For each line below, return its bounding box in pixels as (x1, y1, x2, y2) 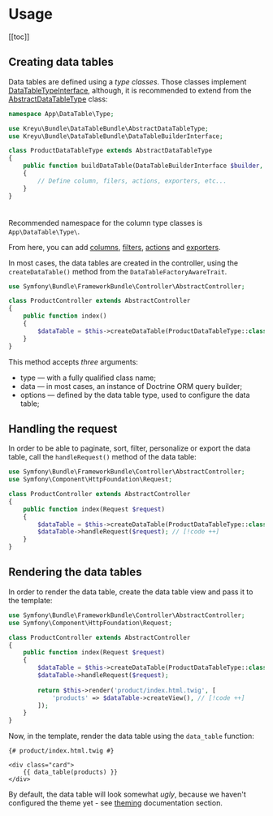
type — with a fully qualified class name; (19, 373, 157, 382)
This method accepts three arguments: (8, 356, 138, 366)
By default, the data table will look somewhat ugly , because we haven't (8, 789, 246, 800)
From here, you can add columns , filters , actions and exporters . (8, 242, 221, 252)
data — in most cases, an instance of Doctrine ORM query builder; (19, 381, 242, 391)
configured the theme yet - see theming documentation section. (8, 798, 223, 808)
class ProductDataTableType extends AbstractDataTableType (8, 147, 213, 155)
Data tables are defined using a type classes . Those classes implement (8, 76, 247, 86)
